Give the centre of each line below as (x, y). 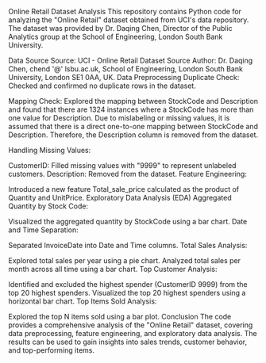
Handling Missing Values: (50, 150)
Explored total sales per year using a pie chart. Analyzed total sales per (124, 260)
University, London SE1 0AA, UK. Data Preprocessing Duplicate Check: (124, 77)
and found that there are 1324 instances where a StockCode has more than (131, 109)
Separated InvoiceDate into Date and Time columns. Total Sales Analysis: (128, 245)
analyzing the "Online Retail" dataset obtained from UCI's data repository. (129, 20)
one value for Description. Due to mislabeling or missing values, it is (119, 118)
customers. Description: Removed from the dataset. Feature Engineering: (128, 174)
